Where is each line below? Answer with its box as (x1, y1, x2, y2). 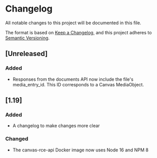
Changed (5, 135, 29, 142)
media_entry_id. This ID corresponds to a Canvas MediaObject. (12, 81, 144, 87)
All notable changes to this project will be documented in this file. (5, 20, 142, 26)
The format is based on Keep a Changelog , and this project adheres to (5, 29, 152, 35)
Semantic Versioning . (5, 35, 50, 41)
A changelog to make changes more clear (12, 123, 100, 129)
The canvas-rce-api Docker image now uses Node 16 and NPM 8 (12, 147, 148, 153)
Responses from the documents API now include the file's (12, 76, 134, 82)
